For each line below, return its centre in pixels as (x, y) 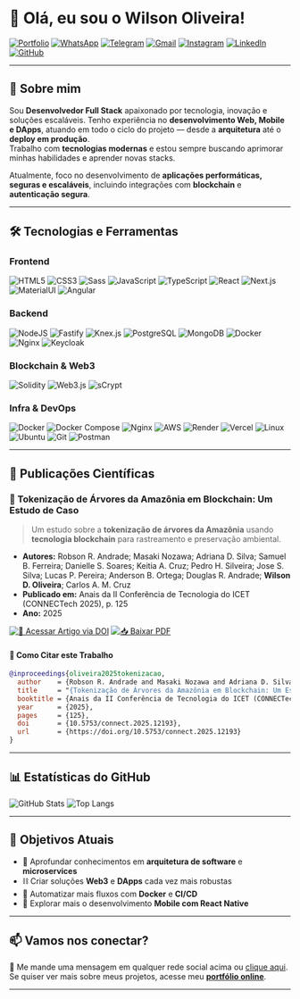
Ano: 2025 (42, 613)
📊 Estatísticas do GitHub (80, 777)
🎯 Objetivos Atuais (62, 840)
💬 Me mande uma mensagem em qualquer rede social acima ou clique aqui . (149, 967)
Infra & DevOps (43, 408)
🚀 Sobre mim (46, 89)
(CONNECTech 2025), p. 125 (75, 604)
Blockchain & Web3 (52, 365)
